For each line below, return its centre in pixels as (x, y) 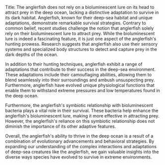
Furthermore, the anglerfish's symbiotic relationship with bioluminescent (79, 105)
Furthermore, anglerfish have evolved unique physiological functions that (80, 85)
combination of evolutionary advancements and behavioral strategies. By (80, 141)
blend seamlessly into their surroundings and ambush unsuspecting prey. (80, 80)
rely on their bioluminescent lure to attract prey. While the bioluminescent (80, 33)
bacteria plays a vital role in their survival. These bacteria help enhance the (82, 110)
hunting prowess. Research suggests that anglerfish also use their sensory (81, 44)
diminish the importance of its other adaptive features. (61, 126)
